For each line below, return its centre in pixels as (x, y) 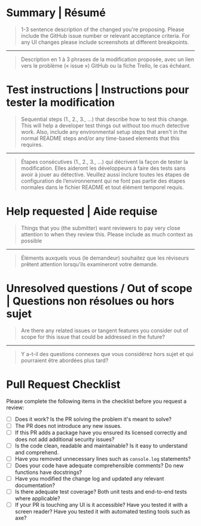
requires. (32, 144)
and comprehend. (37, 452)
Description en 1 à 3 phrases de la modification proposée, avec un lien (107, 59)
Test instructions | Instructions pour (98, 90)
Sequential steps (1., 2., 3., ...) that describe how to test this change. (104, 119)
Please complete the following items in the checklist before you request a (97, 401)
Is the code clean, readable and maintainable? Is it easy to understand (101, 445)
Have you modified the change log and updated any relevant (89, 479)
